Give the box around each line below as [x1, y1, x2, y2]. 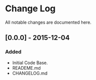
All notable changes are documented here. [5, 19, 92, 25]
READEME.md [12, 65, 41, 71]
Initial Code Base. [12, 60, 48, 66]
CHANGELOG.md [12, 70, 48, 76]
